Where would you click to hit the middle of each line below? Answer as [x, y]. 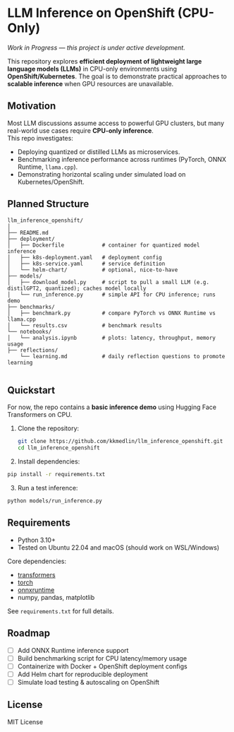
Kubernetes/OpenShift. [51, 182]
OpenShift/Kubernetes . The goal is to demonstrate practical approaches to [117, 76]
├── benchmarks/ [31, 307]
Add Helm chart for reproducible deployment [82, 674]
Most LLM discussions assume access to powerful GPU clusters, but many [116, 123]
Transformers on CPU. [40, 415]
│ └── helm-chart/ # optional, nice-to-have [93, 270]
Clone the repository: [48, 428]
